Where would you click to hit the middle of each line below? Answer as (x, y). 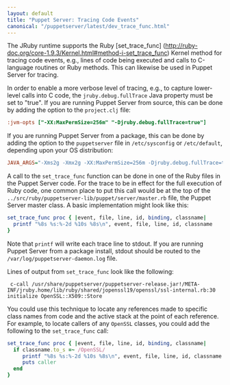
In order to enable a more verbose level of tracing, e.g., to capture (100, 88)
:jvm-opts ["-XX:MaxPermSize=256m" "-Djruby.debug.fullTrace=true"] (107, 123)
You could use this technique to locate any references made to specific (107, 309)
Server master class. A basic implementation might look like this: (98, 205)
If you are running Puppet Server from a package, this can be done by (106, 136)
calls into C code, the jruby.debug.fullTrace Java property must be (117, 95)
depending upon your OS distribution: (60, 150)
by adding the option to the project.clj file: (69, 110)
